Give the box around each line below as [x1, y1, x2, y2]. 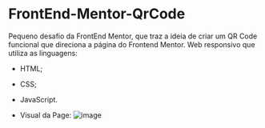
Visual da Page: [19, 110, 72, 120]
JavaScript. [19, 94, 58, 104]
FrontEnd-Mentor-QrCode [8, 5, 186, 23]
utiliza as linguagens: [8, 48, 78, 58]
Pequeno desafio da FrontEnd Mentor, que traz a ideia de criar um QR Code [8, 31, 258, 41]
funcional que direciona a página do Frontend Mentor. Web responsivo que [8, 39, 255, 49]
